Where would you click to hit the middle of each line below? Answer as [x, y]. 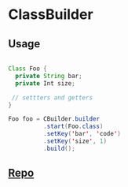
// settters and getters [52, 97]
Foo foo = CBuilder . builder [54, 119]
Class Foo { [27, 69]
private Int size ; [46, 83]
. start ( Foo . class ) [73, 127]
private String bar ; [49, 76]
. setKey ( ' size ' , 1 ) [75, 141]
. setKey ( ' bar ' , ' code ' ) [82, 134]
